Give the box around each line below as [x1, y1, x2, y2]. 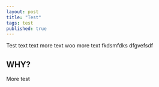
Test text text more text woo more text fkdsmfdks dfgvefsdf [6, 42, 154, 49]
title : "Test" [6, 14, 42, 20]
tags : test [6, 20, 34, 26]
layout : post [6, 8, 39, 15]
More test [6, 76, 30, 83]
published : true [6, 25, 47, 32]
